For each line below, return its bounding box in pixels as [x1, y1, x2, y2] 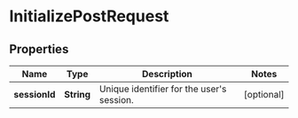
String [64, 89, 91, 100]
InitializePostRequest [9, 6, 169, 27]
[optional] [243, 89, 285, 100]
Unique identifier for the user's [98, 83, 227, 95]
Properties [9, 42, 69, 57]
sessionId [13, 89, 56, 100]
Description [141, 68, 192, 80]
